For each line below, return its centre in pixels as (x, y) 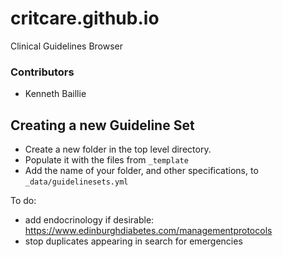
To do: (23, 201)
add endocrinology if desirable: (89, 220)
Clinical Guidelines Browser (67, 46)
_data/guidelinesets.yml (76, 182)
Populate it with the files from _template (106, 160)
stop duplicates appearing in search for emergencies (133, 241)
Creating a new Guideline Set (102, 125)
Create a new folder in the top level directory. (118, 149)
